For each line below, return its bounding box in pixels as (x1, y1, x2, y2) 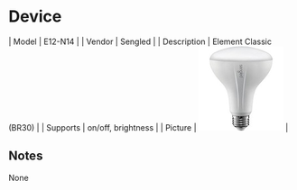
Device (8, 6, 62, 27)
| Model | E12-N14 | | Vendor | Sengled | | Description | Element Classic (8, 36, 273, 47)
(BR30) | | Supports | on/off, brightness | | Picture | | (8, 122, 289, 132)
